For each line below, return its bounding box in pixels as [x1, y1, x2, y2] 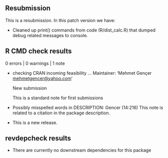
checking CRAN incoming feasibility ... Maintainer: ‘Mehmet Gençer [12, 70, 152, 76]
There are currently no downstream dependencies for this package [12, 147, 151, 153]
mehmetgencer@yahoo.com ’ [12, 75, 73, 81]
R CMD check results [5, 47, 72, 56]
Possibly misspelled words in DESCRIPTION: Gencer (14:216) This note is [12, 104, 163, 110]
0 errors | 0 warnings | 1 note [5, 60, 65, 66]
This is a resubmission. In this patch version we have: [5, 17, 115, 23]
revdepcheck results [5, 134, 71, 142]
